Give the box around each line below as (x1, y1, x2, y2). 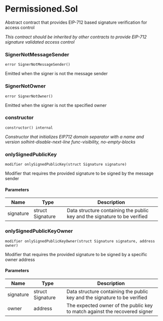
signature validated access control (5, 39, 75, 45)
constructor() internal (5, 125, 53, 130)
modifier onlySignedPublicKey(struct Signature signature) (5, 162, 127, 167)
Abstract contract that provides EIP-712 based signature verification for (5, 19, 147, 25)
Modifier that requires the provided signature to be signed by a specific (5, 251, 147, 257)
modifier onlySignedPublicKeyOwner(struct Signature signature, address (5, 239, 155, 244)
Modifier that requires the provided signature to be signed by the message (5, 170, 154, 176)
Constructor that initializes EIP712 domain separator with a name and (5, 134, 144, 139)
